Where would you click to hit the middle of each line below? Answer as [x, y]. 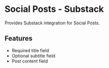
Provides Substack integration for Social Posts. [52, 23]
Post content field [30, 61]
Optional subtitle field [33, 56]
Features [18, 38]
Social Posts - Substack [54, 9]
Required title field [30, 50]
